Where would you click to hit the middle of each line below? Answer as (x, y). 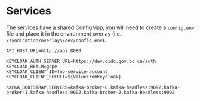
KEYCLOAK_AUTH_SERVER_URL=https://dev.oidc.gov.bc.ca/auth (81, 61)
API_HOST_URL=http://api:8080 (44, 51)
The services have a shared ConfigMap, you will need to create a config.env (100, 27)
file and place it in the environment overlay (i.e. (64, 33)
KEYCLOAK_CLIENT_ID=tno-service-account (57, 72)
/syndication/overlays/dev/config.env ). (56, 40)
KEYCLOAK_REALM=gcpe (32, 67)
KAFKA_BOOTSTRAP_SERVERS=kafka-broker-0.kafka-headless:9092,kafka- (93, 87)
